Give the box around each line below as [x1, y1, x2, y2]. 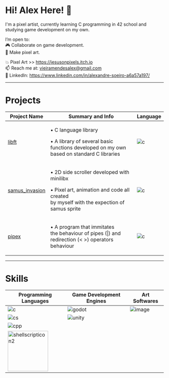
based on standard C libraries [50, 150, 120, 157]
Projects [5, 95, 41, 106]
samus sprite [50, 205, 81, 212]
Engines [86, 297, 107, 304]
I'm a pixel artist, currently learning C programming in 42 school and [5, 21, 147, 27]
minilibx [50, 175, 69, 182]
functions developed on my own [50, 144, 127, 151]
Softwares [133, 297, 158, 304]
